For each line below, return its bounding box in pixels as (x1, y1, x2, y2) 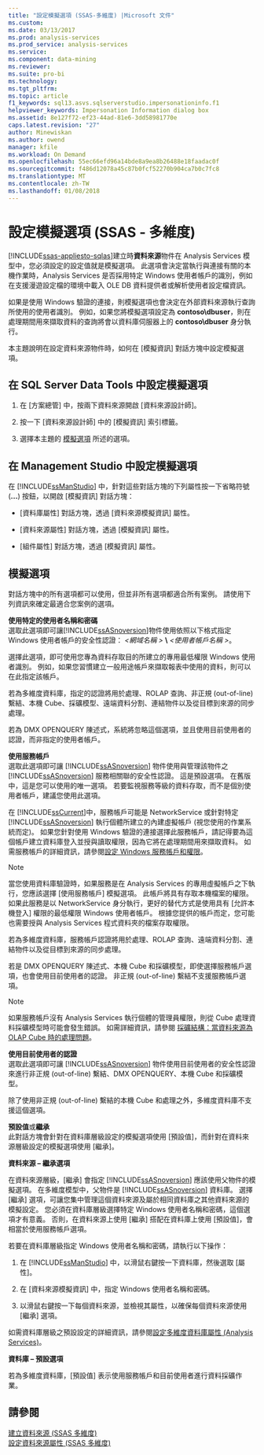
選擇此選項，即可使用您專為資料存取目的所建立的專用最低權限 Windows (8, 652, 240, 661)
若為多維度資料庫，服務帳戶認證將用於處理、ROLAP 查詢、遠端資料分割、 (8, 935, 247, 944)
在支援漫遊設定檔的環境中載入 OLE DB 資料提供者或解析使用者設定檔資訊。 (8, 280, 251, 289)
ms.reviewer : (8, 63, 51, 71)
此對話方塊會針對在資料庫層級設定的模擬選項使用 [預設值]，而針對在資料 (8, 1132, 243, 1141)
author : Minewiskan (8, 128, 72, 136)
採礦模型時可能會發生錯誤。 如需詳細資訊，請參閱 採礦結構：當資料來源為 (14, 1023, 253, 1032)
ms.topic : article (8, 92, 68, 100)
